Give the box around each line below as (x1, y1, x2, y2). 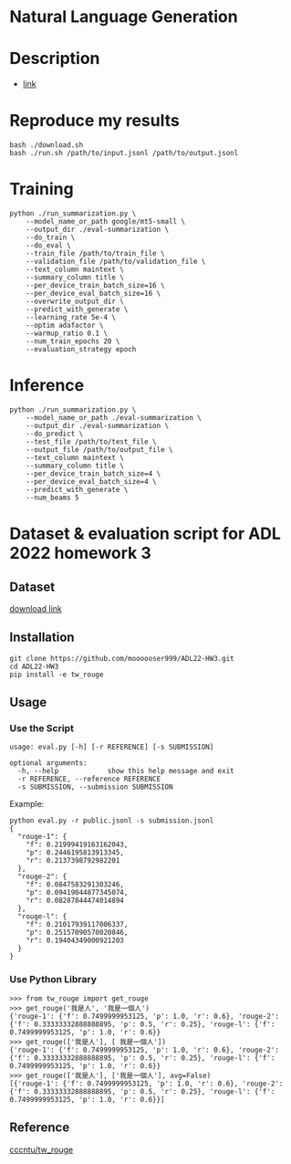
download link (9, 603, 62, 613)
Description (9, 48, 100, 69)
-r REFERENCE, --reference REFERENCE (17, 774, 161, 784)
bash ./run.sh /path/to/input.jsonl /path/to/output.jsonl (9, 149, 239, 158)
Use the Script (9, 722, 75, 735)
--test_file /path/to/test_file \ (26, 436, 157, 446)
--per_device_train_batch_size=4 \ (26, 468, 161, 478)
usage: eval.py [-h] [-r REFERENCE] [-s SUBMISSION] (9, 742, 214, 752)
